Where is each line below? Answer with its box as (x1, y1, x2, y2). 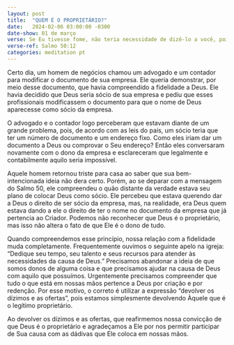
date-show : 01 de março (7, 29, 77, 37)
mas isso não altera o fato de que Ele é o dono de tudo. (7, 221, 166, 229)
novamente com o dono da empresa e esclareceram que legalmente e (7, 148, 208, 157)
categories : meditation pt (7, 49, 86, 56)
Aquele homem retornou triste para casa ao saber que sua (7, 169, 175, 178)
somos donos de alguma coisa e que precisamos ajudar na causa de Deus (7, 264, 221, 273)
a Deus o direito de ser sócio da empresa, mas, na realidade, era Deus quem (7, 199, 227, 207)
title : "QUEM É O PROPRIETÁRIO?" (7, 17, 108, 24)
